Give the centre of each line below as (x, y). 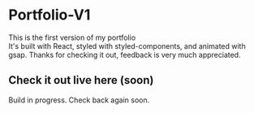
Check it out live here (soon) (81, 80)
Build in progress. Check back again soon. (79, 100)
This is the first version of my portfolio (72, 37)
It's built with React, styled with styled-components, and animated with (127, 46)
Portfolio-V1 (50, 15)
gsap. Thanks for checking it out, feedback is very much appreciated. (125, 54)
